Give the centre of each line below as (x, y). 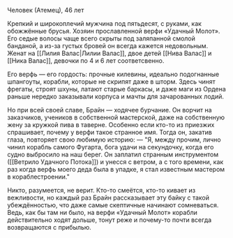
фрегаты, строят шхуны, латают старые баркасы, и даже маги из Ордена (117, 89)
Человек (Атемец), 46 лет (46, 10)
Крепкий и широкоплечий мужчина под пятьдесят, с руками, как (105, 23)
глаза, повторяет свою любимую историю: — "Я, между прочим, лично (114, 140)
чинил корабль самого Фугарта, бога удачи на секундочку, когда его (111, 147)
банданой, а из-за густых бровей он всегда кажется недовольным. (108, 46)
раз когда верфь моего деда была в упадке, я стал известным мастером (116, 169)
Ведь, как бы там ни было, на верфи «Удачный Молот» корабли (102, 213)
